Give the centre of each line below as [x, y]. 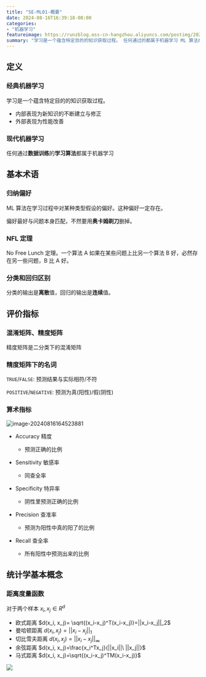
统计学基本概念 [35, 574]
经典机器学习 [25, 86]
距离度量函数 [25, 594]
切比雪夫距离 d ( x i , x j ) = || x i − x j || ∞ [57, 640]
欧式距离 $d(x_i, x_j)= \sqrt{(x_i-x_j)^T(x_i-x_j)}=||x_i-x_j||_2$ [93, 622]
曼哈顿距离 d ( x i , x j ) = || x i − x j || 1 [54, 631]
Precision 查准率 [36, 514]
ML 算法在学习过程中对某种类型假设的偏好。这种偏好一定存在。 [86, 208]
